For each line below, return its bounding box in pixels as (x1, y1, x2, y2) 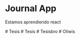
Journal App (5, 3, 56, 14)
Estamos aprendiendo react (5, 19, 61, 25)
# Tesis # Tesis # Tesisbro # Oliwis (5, 28, 75, 34)
